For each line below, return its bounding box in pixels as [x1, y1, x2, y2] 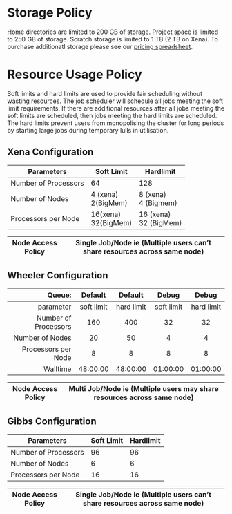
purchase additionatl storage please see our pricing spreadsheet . [7, 42, 193, 50]
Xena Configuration [7, 146, 94, 158]
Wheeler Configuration [7, 269, 108, 281]
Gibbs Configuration [7, 415, 97, 427]
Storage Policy [7, 5, 93, 21]
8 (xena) [138, 189, 167, 199]
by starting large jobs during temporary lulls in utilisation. [7, 126, 169, 134]
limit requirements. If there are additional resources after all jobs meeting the [7, 104, 225, 112]
